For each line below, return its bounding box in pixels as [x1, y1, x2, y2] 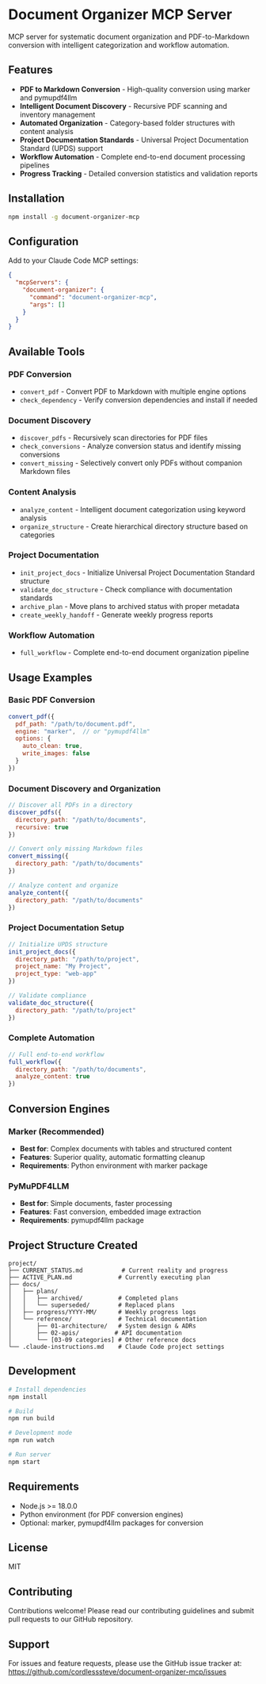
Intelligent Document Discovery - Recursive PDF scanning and [19, 101, 227, 110]
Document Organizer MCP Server [8, 6, 233, 24]
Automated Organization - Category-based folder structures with [19, 118, 235, 128]
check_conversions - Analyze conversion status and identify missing [19, 441, 241, 451]
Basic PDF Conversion [8, 695, 96, 706]
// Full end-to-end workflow [8, 1050, 104, 1058]
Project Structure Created [8, 1239, 139, 1252]
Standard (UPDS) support [19, 143, 104, 152]
